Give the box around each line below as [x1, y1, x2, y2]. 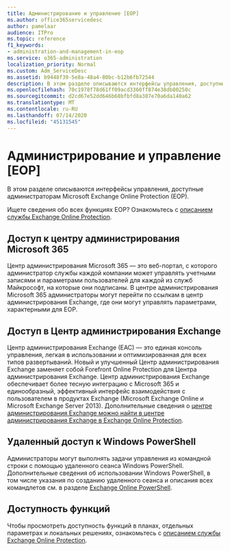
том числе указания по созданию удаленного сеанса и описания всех [7, 476, 214, 484]
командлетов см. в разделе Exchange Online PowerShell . [7, 483, 172, 491]
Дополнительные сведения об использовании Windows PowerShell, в [7, 469, 211, 477]
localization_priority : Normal [7, 61, 97, 68]
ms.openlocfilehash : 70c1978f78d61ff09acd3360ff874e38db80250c [7, 86, 192, 93]
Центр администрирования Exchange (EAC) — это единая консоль [7, 343, 202, 352]
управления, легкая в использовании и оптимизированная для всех [7, 351, 207, 359]
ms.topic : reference [7, 36, 66, 42]
